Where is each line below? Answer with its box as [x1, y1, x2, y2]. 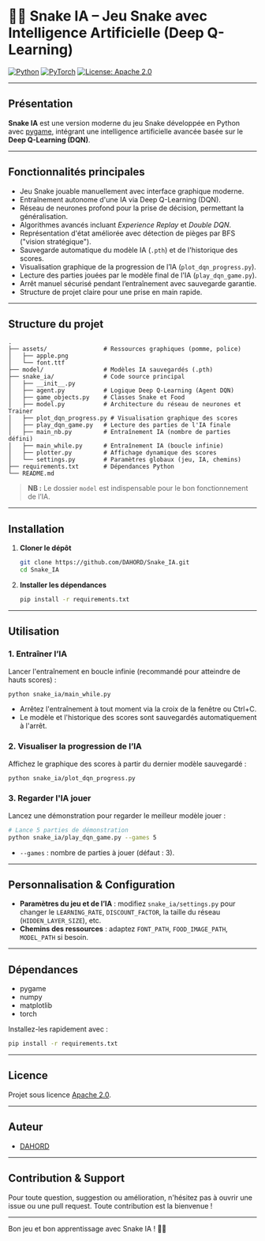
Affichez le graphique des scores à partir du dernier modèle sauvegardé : [8, 759, 247, 768]
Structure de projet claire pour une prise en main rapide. [19, 287, 203, 296]
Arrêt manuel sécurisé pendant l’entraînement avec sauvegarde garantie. [19, 278, 257, 288]
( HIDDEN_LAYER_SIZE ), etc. [19, 916, 102, 926]
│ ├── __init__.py [8, 379, 77, 388]
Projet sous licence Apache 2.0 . [8, 1090, 112, 1100]
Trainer [8, 407, 34, 416]
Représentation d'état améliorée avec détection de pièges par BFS [19, 228, 236, 238]
